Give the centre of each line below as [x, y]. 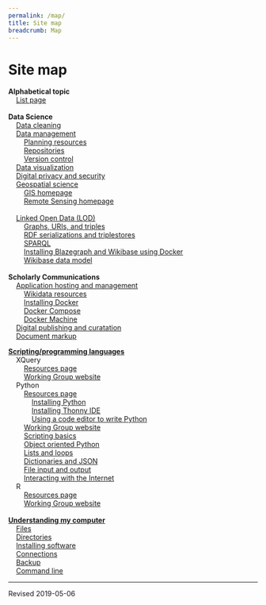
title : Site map [35, 23]
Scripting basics [50, 436]
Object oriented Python [62, 445]
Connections [36, 554]
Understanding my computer [57, 520]
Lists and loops [48, 453]
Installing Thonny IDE [66, 410]
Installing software [46, 545]
